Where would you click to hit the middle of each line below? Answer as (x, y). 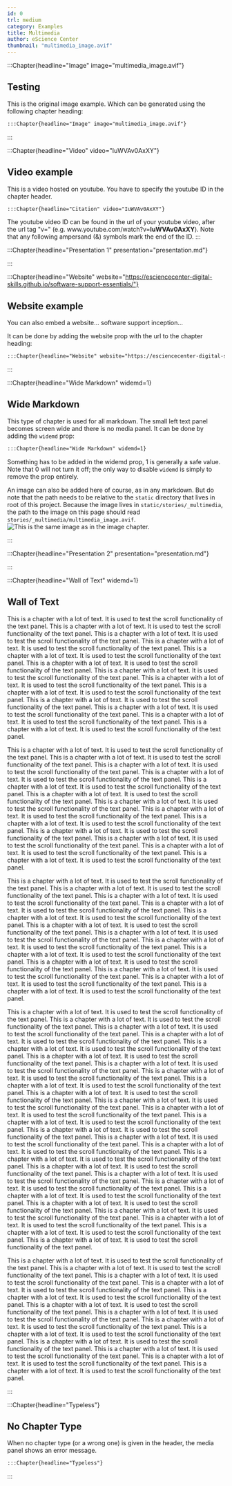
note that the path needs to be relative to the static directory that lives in (111, 497)
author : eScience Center (43, 39)
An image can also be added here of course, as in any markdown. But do (110, 490)
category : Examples (35, 26)
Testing (24, 87)
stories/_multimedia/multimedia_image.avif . (71, 519)
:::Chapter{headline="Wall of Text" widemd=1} (73, 580)
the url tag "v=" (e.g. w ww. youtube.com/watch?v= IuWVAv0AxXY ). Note (110, 230)
